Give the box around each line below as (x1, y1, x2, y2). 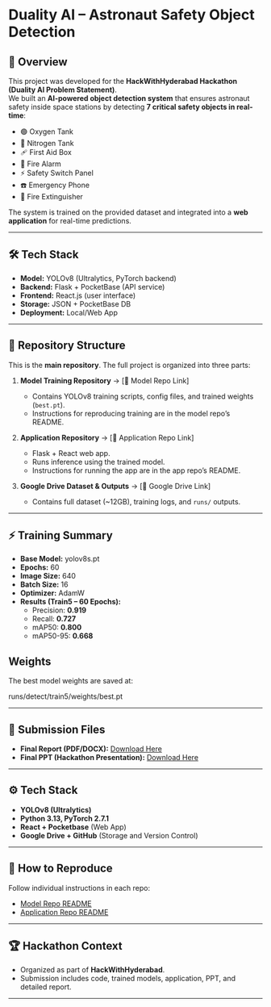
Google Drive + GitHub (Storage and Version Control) (19, 830, 199, 840)
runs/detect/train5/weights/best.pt (8, 692, 123, 701)
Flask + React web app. (31, 448, 110, 458)
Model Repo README (19, 898, 93, 909)
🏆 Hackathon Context (8, 939, 123, 953)
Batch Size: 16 (19, 579, 69, 590)
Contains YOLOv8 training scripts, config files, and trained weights (31, 391, 254, 401)
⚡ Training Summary (8, 529, 113, 542)
